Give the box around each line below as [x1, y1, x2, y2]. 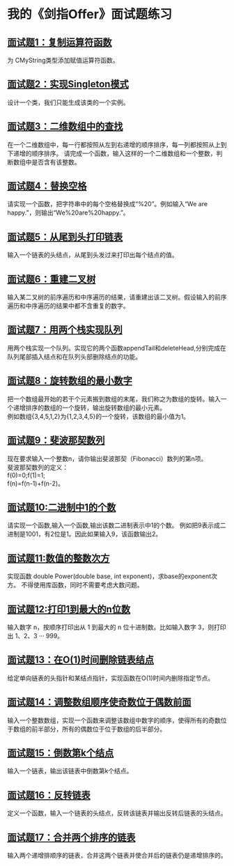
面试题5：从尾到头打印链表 [7, 231, 123, 242]
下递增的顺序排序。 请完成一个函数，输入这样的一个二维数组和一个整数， [7, 149, 217, 157]
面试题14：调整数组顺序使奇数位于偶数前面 [7, 696, 192, 708]
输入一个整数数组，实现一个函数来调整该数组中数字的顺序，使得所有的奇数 [7, 716, 221, 725]
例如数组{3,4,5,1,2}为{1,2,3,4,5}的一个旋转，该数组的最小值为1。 [7, 412, 190, 420]
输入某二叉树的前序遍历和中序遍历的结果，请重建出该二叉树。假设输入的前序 [7, 293, 227, 302]
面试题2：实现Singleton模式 [7, 78, 129, 91]
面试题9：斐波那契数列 [7, 435, 105, 447]
